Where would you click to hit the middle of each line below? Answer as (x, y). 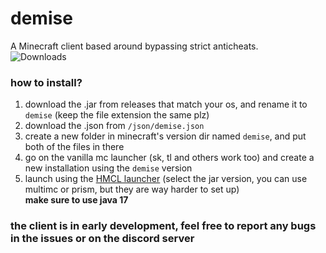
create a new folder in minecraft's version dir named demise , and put (165, 136)
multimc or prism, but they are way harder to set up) (132, 189)
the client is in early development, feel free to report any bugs (163, 226)
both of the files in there (74, 147)
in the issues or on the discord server (102, 239)
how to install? (46, 82)
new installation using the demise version (108, 168)
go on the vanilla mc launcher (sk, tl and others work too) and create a (169, 158)
